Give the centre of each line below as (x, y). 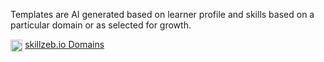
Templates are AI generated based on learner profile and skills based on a (162, 14)
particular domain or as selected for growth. (101, 25)
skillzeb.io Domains (64, 44)
